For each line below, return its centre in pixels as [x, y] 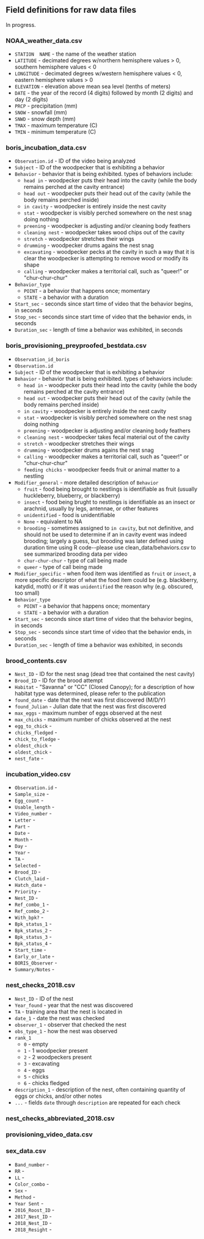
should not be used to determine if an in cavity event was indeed [105, 534]
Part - [22, 826]
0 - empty [36, 1044]
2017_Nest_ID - [33, 1216]
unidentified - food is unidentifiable [69, 515]
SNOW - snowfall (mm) [41, 112]
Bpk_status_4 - [33, 943]
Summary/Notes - [35, 969]
